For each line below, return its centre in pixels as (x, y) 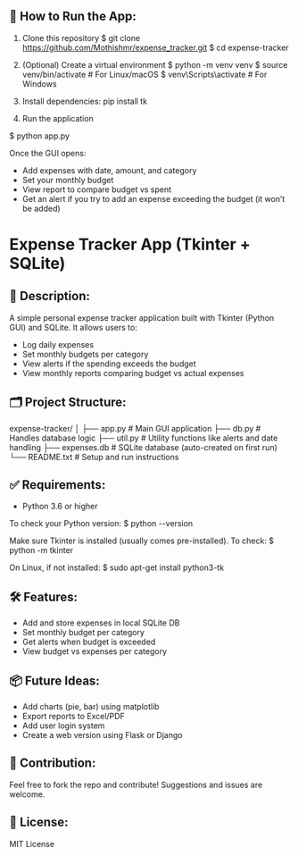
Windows (39, 84)
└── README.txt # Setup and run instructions (94, 457)
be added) (41, 208)
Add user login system (63, 726)
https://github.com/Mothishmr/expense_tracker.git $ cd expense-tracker (155, 47)
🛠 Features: (44, 596)
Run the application (58, 118)
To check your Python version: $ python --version (101, 524)
